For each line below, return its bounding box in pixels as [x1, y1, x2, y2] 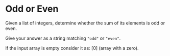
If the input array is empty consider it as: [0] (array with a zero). [5, 45, 139, 51]
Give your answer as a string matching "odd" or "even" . [5, 35, 121, 41]
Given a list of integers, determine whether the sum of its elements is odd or [5, 20, 165, 26]
